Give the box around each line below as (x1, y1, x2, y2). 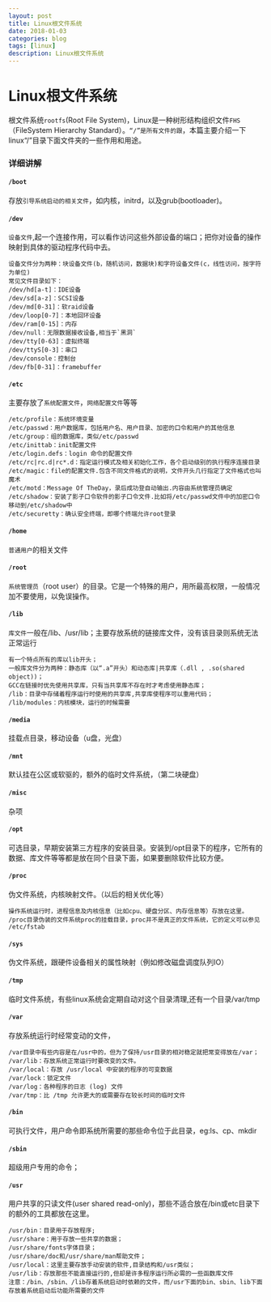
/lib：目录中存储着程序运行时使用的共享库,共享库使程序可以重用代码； (8, 690, 214, 699)
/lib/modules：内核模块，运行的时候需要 (8, 699, 131, 707)
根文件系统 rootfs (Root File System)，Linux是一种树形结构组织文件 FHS (8, 115, 241, 125)
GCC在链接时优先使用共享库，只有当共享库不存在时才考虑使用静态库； (8, 682, 206, 690)
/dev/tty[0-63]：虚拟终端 (8, 338, 90, 346)
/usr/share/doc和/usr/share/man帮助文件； (8, 1253, 146, 1261)
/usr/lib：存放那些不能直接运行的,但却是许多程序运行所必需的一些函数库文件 (8, 1270, 234, 1278)
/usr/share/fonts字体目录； (8, 1244, 97, 1252)
